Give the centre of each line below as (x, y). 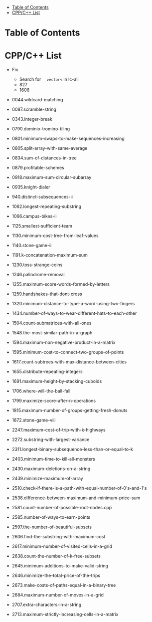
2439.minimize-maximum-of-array (47, 479)
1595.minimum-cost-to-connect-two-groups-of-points (68, 352)
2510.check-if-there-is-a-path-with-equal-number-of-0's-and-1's (79, 488)
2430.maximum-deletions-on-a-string (51, 469)
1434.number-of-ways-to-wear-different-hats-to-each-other (74, 313)
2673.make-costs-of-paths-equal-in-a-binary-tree (64, 585)
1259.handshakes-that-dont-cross (47, 294)
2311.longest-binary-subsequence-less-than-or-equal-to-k (72, 449)
